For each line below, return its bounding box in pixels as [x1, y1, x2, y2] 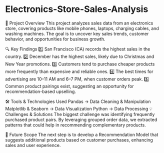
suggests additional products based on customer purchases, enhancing [5, 136, 153, 143]
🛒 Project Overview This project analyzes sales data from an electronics [5, 20, 153, 26]
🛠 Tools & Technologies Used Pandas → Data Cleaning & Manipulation [5, 98, 151, 104]
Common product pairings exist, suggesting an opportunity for [5, 83, 134, 89]
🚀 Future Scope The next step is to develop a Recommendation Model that [5, 131, 158, 137]
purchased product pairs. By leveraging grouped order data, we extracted [5, 116, 157, 122]
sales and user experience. [5, 142, 61, 148]
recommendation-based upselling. [5, 88, 76, 94]
